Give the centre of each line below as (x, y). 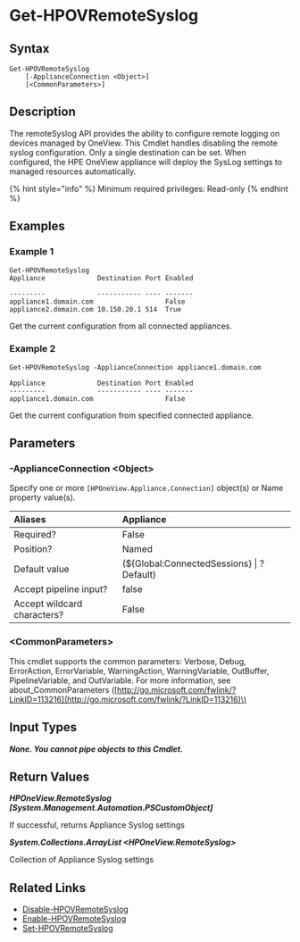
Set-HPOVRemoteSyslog (67, 929)
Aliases (30, 520)
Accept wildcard (48, 604)
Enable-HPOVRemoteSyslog (74, 919)
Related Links (48, 888)
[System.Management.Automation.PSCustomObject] (111, 808)
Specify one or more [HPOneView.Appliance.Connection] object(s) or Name (146, 488)
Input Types (43, 727)
